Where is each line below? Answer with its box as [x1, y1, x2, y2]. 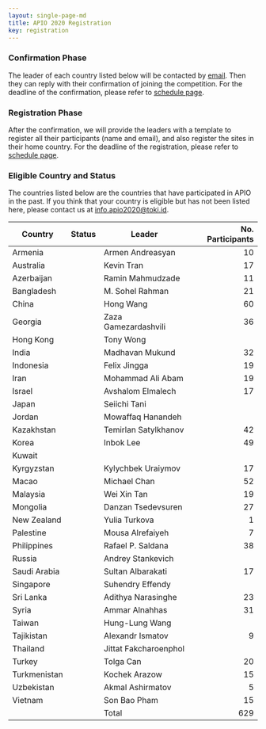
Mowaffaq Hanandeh [104, 411, 182, 422]
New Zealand [12, 514, 62, 525]
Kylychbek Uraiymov [104, 463, 180, 474]
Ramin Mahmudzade [104, 273, 180, 284]
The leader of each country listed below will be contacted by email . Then [8, 71, 247, 80]
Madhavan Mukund [104, 347, 176, 358]
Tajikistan [12, 631, 47, 642]
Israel [12, 386, 33, 397]
